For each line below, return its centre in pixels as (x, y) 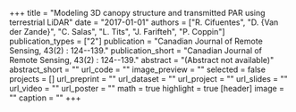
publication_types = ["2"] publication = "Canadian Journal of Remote (136, 41)
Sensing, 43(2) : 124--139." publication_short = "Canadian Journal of (135, 51)
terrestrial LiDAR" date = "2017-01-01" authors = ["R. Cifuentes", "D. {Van (144, 22)
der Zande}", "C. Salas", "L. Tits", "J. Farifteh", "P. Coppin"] (117, 32)
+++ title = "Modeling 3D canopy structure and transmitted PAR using (137, 13)
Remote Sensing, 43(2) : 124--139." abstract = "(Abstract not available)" (142, 60)
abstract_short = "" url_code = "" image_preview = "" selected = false (138, 69)
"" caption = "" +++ (46, 98)
